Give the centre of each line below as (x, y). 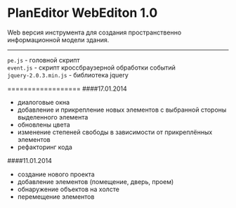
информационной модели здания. (58, 39)
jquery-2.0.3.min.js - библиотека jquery (68, 74)
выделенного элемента (53, 117)
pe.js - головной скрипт (44, 60)
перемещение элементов (56, 196)
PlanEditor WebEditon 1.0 (83, 13)
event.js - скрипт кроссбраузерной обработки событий (91, 67)
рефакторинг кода (45, 147)
